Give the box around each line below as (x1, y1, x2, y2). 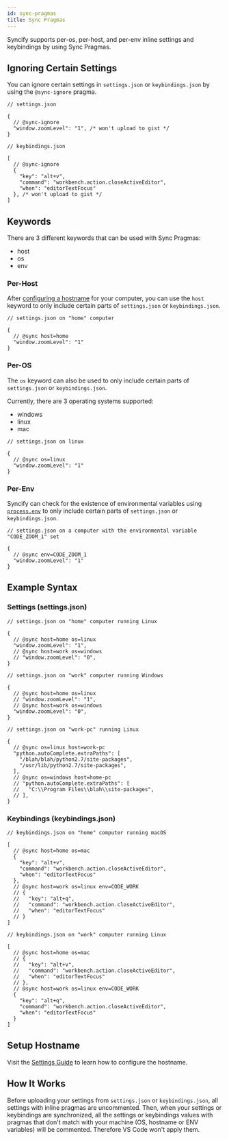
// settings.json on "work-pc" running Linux (7, 726, 139, 733)
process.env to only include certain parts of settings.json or (7, 507, 178, 515)
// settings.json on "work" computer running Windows (7, 672, 164, 679)
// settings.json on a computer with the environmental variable (7, 527, 197, 535)
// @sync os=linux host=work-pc (13, 744, 106, 751)
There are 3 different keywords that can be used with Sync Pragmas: (7, 234, 201, 242)
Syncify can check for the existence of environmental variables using (7, 500, 202, 508)
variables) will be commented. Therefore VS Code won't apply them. (7, 1125, 200, 1133)
